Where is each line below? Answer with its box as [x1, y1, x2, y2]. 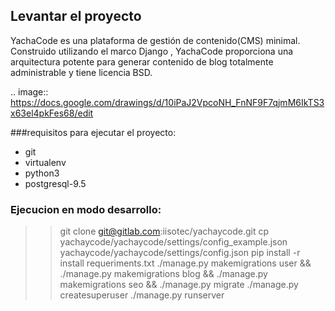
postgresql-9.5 [24, 177, 87, 189]
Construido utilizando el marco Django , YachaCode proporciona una [10, 45, 294, 57]
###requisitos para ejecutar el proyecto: [10, 126, 177, 138]
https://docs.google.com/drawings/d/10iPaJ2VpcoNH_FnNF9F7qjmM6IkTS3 [10, 96, 325, 108]
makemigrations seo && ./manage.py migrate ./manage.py [59, 279, 299, 291]
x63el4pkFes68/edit [10, 107, 94, 119]
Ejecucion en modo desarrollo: [10, 202, 162, 216]
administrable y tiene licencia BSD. [10, 66, 153, 78]
